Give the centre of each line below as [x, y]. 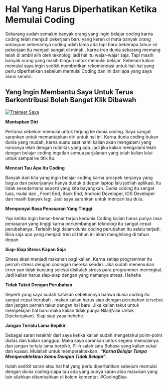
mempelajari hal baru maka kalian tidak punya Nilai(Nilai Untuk [70, 310]
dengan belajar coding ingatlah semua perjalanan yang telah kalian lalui [79, 153]
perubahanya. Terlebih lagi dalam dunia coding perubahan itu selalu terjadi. [83, 229]
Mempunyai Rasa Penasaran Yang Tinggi [49, 209]
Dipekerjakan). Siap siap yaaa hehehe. [45, 316]
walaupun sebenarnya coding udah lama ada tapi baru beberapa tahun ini [81, 44]
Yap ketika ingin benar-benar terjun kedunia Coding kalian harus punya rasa [83, 218]
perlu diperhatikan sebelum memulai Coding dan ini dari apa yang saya [78, 71]
